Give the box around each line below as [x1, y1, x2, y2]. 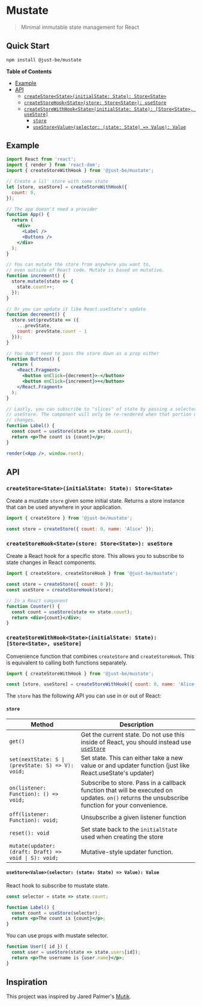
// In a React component [6, 598, 68, 604]
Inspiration [6, 977, 48, 987]
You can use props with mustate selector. [6, 932, 108, 939]
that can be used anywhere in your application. [6, 503, 122, 511]
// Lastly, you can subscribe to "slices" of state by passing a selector [6, 406, 197, 412]
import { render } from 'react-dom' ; [6, 162, 101, 168]
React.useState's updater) [80, 768, 155, 777]
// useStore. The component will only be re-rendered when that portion [6, 411, 192, 418]
